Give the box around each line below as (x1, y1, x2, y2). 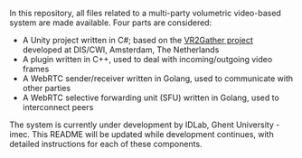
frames (22, 63, 50, 74)
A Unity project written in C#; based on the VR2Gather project (22, 35, 253, 45)
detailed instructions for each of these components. (9, 139, 203, 149)
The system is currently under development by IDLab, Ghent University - (9, 119, 280, 130)
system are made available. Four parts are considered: (9, 17, 212, 28)
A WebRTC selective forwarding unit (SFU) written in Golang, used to (22, 92, 280, 103)
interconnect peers (22, 102, 94, 112)
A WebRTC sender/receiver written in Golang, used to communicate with (22, 73, 294, 84)
